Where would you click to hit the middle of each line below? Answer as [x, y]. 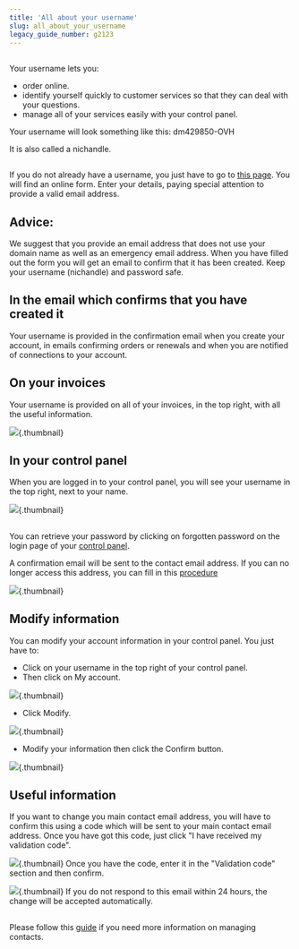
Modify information [64, 619]
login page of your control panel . [69, 545]
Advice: [31, 222]
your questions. [51, 105]
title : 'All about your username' [74, 17]
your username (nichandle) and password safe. [96, 272]
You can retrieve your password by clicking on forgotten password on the [145, 536]
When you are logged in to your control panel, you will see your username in [150, 482]
